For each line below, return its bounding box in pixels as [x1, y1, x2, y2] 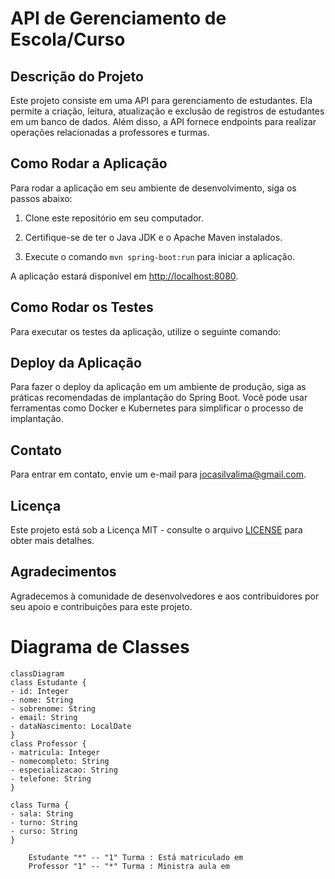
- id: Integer [10, 686, 70, 696]
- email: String [10, 712, 78, 722]
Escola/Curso [10, 28, 126, 51]
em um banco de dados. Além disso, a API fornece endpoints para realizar [10, 116, 317, 127]
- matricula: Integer [10, 747, 101, 757]
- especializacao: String [10, 765, 118, 775]
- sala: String [10, 808, 74, 819]
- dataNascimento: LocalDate [10, 721, 132, 731]
